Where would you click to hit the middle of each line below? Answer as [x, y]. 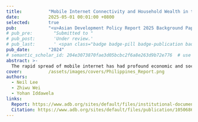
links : [14, 99]
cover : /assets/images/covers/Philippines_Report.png [85, 72]
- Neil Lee [25, 83]
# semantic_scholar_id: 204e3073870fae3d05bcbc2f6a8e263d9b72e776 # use [99, 55]
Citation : [23, 110]
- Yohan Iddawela [33, 93]
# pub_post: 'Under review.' [50, 39]
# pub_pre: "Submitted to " [50, 33]
